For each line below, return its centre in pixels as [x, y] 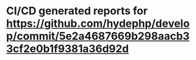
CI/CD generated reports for [77, 11]
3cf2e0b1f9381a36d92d [68, 49]
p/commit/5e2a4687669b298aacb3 [98, 36]
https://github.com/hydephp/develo [98, 23]
